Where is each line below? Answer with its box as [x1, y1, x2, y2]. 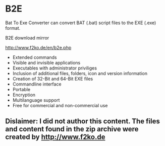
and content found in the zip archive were [5, 125, 139, 133]
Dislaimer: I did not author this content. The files [5, 117, 160, 126]
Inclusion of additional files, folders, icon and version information [12, 70, 148, 76]
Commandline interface [12, 81, 62, 87]
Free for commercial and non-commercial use [12, 102, 108, 108]
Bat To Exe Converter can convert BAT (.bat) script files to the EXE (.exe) [5, 20, 156, 26]
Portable [12, 86, 31, 92]
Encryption [12, 92, 36, 98]
